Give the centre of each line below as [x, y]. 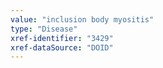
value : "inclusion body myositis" [82, 19]
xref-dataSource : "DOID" [62, 47]
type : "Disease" [44, 29]
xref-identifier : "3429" [62, 38]
